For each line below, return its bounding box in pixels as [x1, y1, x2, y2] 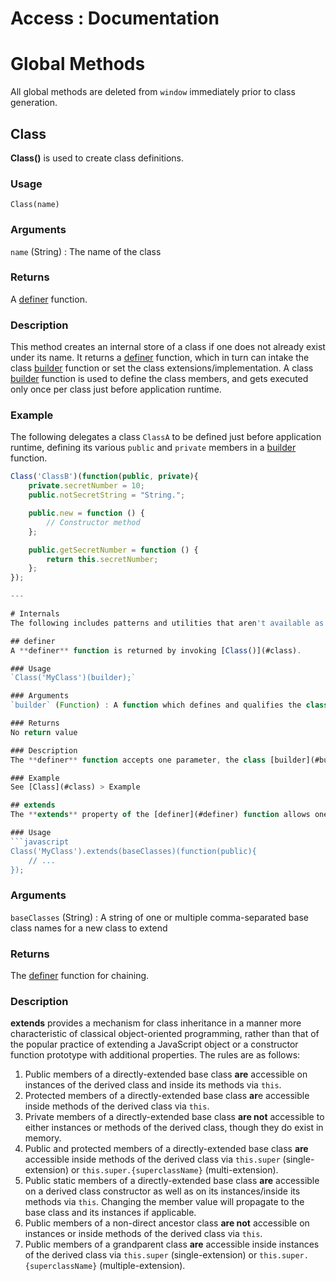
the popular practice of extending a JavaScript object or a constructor [10, 1038, 299, 1051]
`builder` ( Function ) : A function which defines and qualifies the [10, 700, 302, 711]
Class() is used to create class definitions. [10, 152, 185, 164]
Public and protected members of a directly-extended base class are [24, 1143, 309, 1155]
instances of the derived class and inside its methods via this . [24, 1079, 282, 1091]
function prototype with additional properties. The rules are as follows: [10, 1049, 301, 1061]
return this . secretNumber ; [46, 554, 159, 564]
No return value [10, 727, 78, 737]
